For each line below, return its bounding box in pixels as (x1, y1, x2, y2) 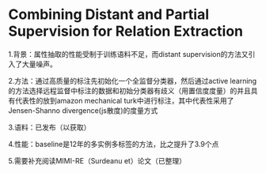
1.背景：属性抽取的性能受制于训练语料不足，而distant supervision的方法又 (8, 49, 249, 58)
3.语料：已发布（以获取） (8, 122, 91, 132)
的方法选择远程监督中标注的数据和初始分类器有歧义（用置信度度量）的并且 (8, 85, 251, 96)
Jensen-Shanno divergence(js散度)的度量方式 (8, 105, 158, 115)
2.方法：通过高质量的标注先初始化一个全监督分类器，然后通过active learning (8, 76, 257, 85)
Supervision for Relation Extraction (8, 22, 244, 40)
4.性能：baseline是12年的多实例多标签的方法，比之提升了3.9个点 (8, 139, 219, 149)
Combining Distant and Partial (8, 6, 210, 24)
